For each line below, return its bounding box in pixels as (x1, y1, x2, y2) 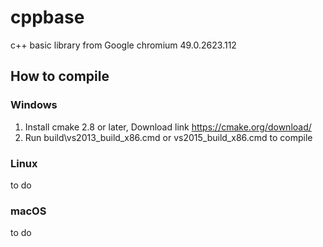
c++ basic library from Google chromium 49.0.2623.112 (10, 39, 237, 51)
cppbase (10, 6, 85, 29)
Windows (10, 98, 58, 112)
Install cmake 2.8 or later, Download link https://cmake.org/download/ (24, 121, 312, 133)
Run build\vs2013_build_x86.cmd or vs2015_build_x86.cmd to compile (24, 131, 313, 143)
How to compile (10, 68, 110, 85)
